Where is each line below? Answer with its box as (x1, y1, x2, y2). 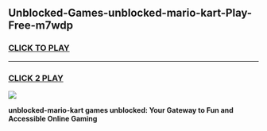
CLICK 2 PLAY (8, 72, 64, 83)
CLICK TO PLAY (8, 43, 70, 54)
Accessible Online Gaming (8, 114, 98, 123)
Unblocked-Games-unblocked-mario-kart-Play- (8, 6, 253, 20)
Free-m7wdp (8, 19, 74, 33)
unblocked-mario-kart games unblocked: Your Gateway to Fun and (8, 105, 234, 114)
